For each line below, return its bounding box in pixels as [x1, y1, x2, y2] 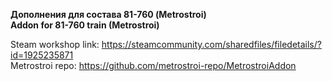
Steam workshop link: [10, 39, 100, 50]
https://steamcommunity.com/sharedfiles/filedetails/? [101, 39, 322, 50]
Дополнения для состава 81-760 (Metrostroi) [10, 9, 207, 20]
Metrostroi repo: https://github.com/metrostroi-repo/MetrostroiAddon [10, 60, 297, 71]
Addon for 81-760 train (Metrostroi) [10, 19, 160, 31]
